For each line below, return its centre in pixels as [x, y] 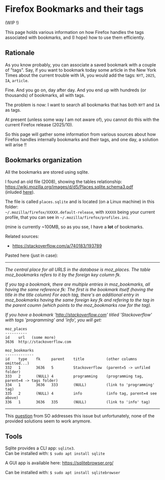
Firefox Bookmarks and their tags [74, 9]
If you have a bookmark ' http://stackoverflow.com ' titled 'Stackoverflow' [79, 315]
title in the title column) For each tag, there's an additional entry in [72, 295]
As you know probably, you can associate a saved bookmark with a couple [81, 64]
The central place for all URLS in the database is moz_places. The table [78, 270]
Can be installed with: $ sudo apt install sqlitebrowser [63, 473]
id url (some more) [30, 337]
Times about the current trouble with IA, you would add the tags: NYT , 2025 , [81, 75]
